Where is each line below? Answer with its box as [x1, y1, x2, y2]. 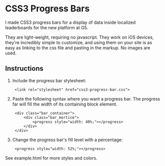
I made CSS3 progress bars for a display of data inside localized [5, 19, 136, 25]
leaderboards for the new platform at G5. [5, 24, 88, 30]
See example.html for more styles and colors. [5, 155, 98, 161]
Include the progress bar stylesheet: [12, 77, 86, 83]
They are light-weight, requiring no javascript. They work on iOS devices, [5, 34, 154, 40]
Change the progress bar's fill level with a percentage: [12, 137, 123, 143]
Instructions [5, 64, 43, 73]
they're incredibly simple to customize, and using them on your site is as [5, 39, 152, 45]
